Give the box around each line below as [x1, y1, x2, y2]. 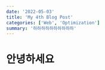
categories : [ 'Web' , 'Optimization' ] [6, 20, 100, 26]
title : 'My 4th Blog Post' [6, 14, 73, 20]
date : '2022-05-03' [6, 8, 55, 15]
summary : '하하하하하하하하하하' [6, 25, 77, 31]
